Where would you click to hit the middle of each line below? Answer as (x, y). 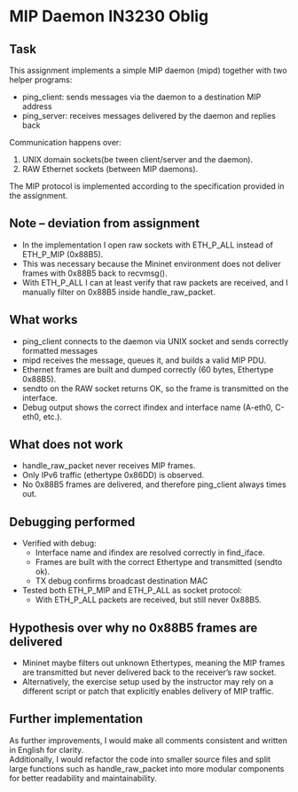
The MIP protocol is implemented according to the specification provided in (147, 186)
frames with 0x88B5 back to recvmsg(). (94, 273)
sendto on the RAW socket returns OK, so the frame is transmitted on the (155, 388)
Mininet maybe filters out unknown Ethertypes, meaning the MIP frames (153, 663)
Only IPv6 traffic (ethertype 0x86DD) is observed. (113, 475)
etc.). (53, 416)
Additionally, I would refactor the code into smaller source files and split (140, 759)
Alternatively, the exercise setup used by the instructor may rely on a (148, 682)
